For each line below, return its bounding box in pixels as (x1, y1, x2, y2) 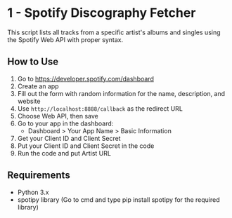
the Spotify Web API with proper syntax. (7, 35, 124, 43)
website (17, 97, 41, 105)
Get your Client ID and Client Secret (17, 134, 121, 142)
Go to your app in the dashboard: (17, 119, 114, 128)
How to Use (7, 56, 59, 68)
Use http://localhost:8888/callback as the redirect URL (17, 104, 183, 113)
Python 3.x (17, 188, 49, 196)
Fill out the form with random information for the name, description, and (17, 89, 226, 97)
